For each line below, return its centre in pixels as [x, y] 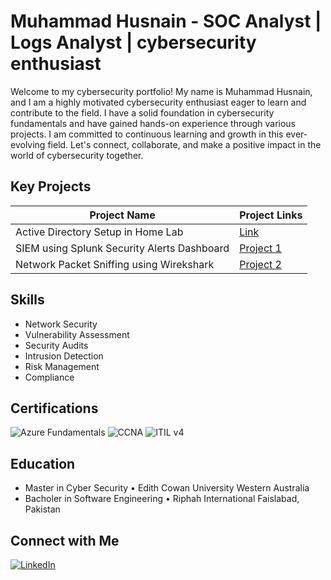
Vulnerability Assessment [77, 334]
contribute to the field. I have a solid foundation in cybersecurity [142, 112]
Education [43, 463]
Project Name [122, 215]
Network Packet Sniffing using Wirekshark [115, 264]
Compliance [49, 377]
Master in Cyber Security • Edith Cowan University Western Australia [167, 488]
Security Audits [56, 345]
